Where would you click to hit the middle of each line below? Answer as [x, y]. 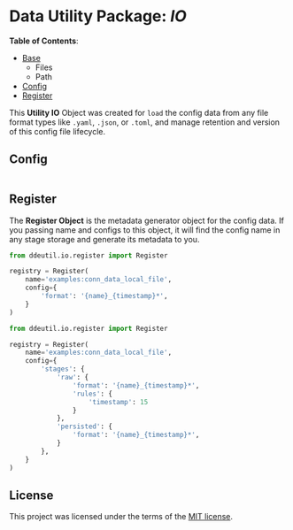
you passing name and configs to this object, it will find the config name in [145, 230]
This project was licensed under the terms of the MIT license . [121, 517]
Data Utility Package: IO [98, 16]
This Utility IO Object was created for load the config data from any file [139, 112]
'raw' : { [73, 378]
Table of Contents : [44, 41]
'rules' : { [93, 394]
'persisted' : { [85, 426]
